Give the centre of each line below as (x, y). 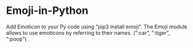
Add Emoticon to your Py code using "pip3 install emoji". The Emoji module (97, 27)
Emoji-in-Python (47, 11)
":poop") (16, 39)
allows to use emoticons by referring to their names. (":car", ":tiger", (88, 32)
